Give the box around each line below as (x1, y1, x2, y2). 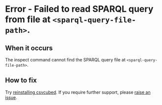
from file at (5, 14, 51, 25)
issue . (5, 94, 17, 100)
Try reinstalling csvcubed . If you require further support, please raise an (5, 89, 151, 95)
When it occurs (5, 44, 53, 52)
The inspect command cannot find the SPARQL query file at (5, 57, 126, 62)
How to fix (5, 76, 37, 84)
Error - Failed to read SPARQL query (5, 3, 154, 15)
